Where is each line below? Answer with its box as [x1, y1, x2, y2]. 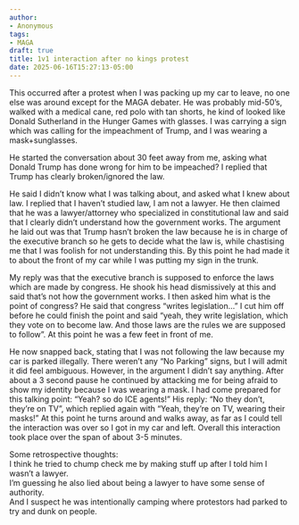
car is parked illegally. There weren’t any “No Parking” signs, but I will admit [9, 355, 287, 366]
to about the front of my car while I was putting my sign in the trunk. [9, 254, 259, 265]
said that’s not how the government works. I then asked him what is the [9, 291, 270, 302]
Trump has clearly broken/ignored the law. [9, 171, 165, 181]
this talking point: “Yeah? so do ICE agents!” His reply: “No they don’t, [9, 394, 265, 404]
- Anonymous [9, 21, 54, 30]
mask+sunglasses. [9, 135, 78, 146]
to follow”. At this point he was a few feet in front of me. [9, 329, 214, 339]
